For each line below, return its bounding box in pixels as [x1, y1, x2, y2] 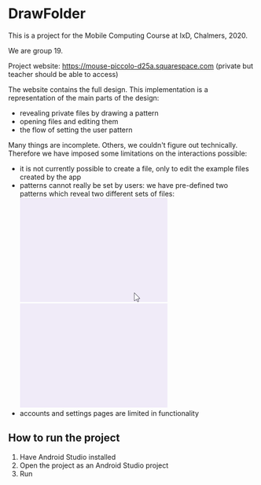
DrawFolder [8, 5, 86, 23]
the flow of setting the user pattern [19, 125, 133, 134]
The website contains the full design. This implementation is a [8, 84, 208, 94]
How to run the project [8, 432, 120, 445]
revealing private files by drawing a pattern [19, 108, 159, 118]
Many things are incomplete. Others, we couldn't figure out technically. [8, 140, 238, 149]
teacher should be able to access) [8, 69, 119, 79]
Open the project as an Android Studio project [19, 461, 169, 470]
